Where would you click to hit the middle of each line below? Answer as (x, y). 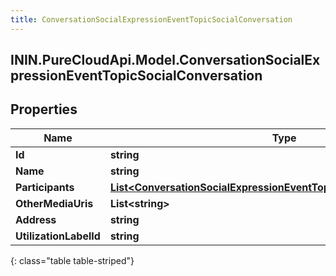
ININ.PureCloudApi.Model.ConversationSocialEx (165, 60)
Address (36, 219)
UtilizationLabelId (58, 236)
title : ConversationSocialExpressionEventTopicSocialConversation (151, 19)
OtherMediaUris (54, 203)
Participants (45, 187)
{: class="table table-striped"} (72, 260)
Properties (44, 109)
